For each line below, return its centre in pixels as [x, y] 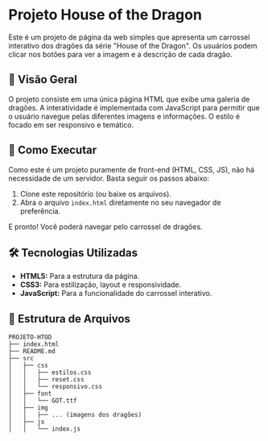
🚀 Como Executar [53, 150]
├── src [21, 359]
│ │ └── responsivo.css [56, 387]
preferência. [40, 210]
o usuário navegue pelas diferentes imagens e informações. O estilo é [124, 116]
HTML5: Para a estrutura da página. [80, 277]
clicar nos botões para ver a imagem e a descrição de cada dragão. [120, 54]
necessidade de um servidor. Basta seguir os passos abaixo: [109, 178]
